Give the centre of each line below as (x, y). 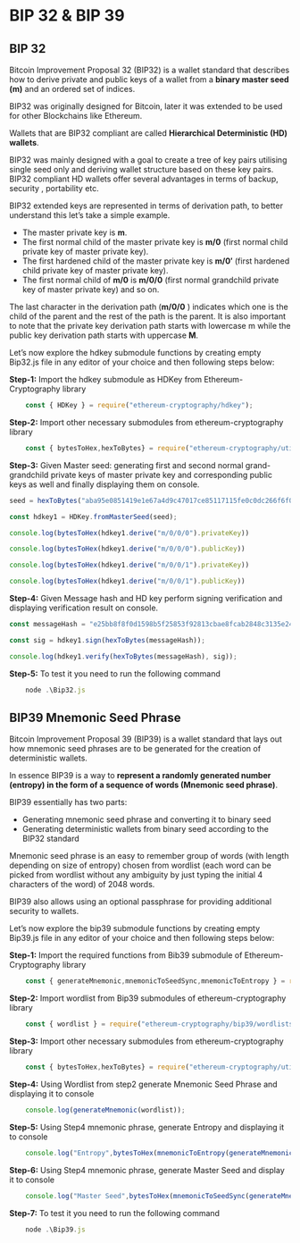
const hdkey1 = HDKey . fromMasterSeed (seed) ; (93, 517)
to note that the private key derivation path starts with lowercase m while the (150, 326)
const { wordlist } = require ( (83, 1024)
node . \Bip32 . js (56, 690)
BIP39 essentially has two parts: (68, 802)
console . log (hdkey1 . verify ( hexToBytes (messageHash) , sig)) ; (124, 656)
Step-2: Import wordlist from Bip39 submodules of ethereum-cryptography (148, 998)
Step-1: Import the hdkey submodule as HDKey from (106, 379)
